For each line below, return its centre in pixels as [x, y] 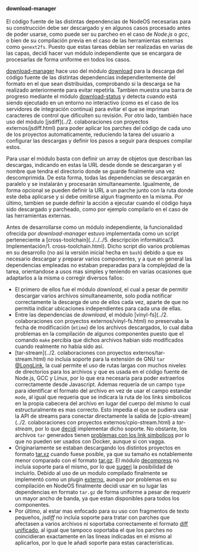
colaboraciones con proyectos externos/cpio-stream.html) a [101, 423]
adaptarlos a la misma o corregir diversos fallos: [65, 278]
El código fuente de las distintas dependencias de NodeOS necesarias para [99, 21]
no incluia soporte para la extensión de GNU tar [106, 359]
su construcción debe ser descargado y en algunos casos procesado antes [99, 28]
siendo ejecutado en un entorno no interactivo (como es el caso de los [93, 103]
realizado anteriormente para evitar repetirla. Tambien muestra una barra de [99, 90]
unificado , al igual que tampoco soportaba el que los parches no [94, 530]
